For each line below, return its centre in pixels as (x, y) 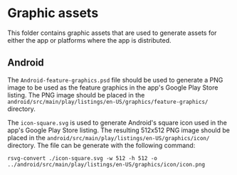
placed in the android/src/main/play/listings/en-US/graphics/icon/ (109, 137)
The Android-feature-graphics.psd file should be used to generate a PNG (115, 80)
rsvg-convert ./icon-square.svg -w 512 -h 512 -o (83, 158)
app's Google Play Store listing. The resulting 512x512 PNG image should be (118, 130)
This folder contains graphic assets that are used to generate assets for (112, 33)
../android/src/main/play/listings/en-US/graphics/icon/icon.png (106, 164)
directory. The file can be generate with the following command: (101, 145)
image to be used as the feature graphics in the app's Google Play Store (113, 87)
